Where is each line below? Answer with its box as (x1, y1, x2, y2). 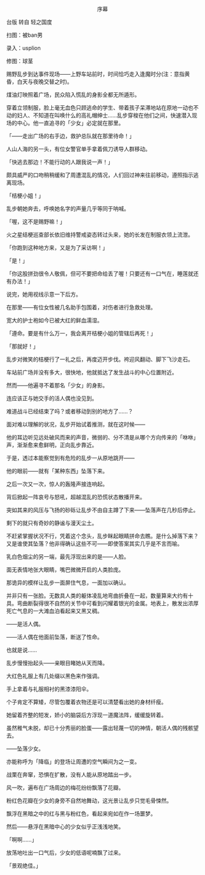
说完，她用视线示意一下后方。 (6, 291, 81, 298)
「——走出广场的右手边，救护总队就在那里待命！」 (6, 132, 135, 140)
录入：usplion (6, 45, 41, 51)
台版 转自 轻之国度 (6, 18, 52, 26)
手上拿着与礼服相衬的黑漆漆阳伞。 (6, 685, 92, 693)
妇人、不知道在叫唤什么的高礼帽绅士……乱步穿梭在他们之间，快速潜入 (16, 112, 192, 119)
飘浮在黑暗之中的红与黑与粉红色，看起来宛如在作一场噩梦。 (6, 810, 156, 817)
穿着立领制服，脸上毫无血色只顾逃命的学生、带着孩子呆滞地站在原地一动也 (6, 104, 193, 111)
